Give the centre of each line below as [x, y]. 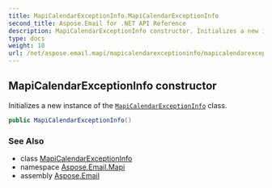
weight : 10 [27, 46]
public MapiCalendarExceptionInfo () [70, 120]
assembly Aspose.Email [59, 175]
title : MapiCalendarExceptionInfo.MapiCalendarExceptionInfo [114, 16]
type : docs [27, 38]
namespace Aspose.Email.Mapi [72, 167]
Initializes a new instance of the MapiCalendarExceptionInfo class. [118, 105]
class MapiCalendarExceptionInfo [76, 158]
